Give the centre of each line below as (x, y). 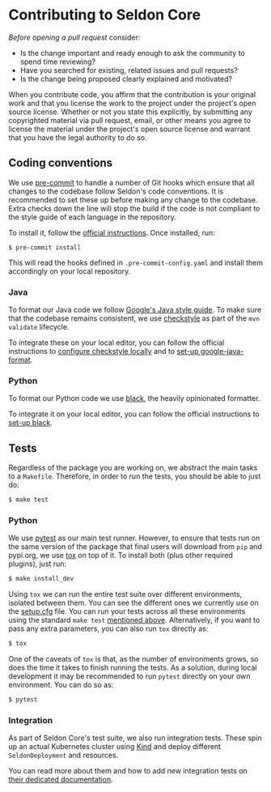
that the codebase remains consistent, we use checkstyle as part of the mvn (134, 318)
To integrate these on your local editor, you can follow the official (116, 343)
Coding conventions (61, 163)
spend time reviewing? (57, 62)
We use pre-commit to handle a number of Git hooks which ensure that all (131, 182)
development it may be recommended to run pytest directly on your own (129, 676)
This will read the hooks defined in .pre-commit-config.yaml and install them (136, 262)
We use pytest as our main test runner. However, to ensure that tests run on (134, 538)
